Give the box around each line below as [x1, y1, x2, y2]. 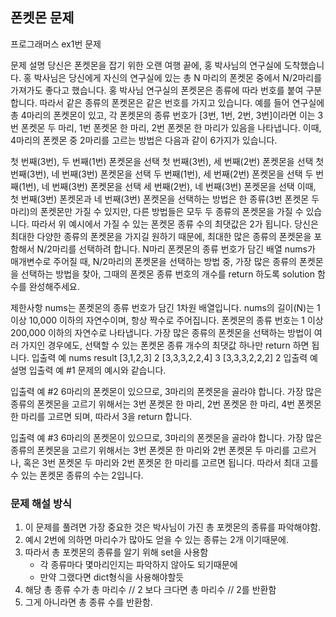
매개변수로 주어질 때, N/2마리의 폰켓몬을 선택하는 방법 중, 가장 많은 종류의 [10, 255, 297, 267]
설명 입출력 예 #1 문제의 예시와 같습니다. [10, 364, 167, 376]
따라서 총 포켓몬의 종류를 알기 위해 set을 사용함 [24, 546, 209, 558]
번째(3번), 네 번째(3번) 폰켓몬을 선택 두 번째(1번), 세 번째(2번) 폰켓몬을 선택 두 [10, 168, 314, 180]
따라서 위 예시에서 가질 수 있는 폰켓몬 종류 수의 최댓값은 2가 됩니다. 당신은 [31, 218, 319, 230]
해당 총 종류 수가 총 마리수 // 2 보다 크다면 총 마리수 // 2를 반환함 [24, 584, 277, 596]
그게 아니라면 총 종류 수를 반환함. [24, 596, 153, 608]
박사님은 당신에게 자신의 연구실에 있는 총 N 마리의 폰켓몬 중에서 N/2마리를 [33, 71, 323, 83]
